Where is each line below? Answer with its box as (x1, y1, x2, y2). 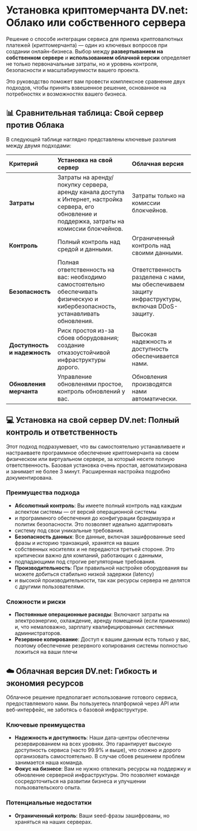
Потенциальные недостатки (6, 799, 92, 807)
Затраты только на (131, 191, 186, 199)
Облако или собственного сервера (6, 16, 186, 29)
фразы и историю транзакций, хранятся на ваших (14, 539, 140, 546)
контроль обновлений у (57, 387, 125, 395)
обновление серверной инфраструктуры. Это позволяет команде (14, 772, 180, 779)
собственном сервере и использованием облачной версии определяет (6, 54, 191, 61)
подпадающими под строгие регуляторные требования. (14, 558, 157, 565)
